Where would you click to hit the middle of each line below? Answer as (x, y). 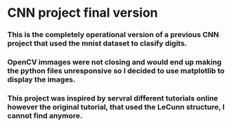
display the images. (41, 80)
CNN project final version (83, 13)
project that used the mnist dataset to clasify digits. (97, 43)
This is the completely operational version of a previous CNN (113, 35)
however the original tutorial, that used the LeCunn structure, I (116, 107)
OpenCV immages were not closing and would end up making (115, 62)
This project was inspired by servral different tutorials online (113, 98)
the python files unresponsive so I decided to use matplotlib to (116, 71)
